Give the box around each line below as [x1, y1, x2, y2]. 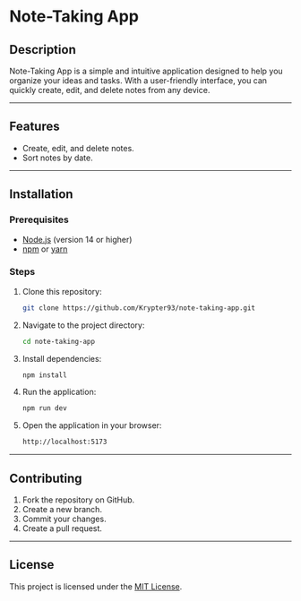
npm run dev [21, 404, 67, 413]
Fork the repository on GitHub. [21, 494, 135, 505]
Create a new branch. [21, 503, 103, 514]
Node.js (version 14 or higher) [21, 234, 133, 245]
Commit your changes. [21, 513, 107, 524]
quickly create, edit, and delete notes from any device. [9, 85, 211, 95]
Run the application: [21, 387, 97, 398]
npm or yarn [21, 244, 68, 254]
